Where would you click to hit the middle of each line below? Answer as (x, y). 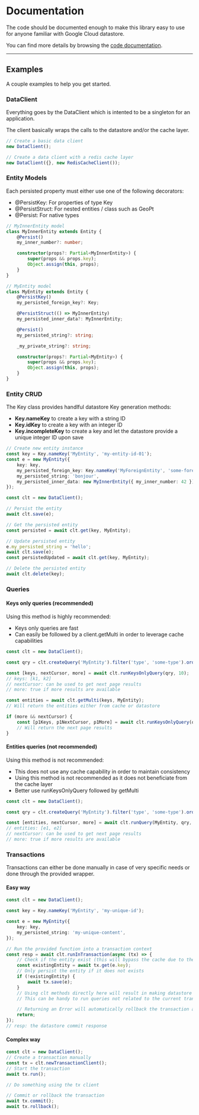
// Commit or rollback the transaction (55, 1095)
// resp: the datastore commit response (57, 1026)
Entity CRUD (24, 394)
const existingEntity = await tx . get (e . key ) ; (74, 965)
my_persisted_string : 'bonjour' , (58, 476)
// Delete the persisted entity (46, 569)
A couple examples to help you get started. (59, 84)
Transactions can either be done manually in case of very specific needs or (98, 868)
